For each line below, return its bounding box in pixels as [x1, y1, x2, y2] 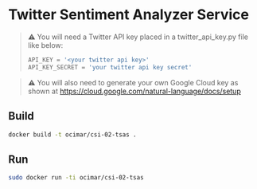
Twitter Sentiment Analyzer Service [8, 6, 249, 24]
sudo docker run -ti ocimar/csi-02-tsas [8, 174, 145, 182]
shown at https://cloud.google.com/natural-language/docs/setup [27, 86, 241, 96]
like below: [27, 40, 64, 49]
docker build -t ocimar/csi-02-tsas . [8, 130, 137, 139]
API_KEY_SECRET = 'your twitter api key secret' [27, 63, 193, 71]
